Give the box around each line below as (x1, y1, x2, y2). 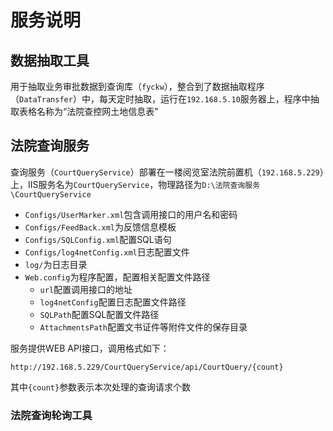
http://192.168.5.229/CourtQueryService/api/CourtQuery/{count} (10, 362, 284, 372)
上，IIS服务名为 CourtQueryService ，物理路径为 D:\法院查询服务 (10, 178, 261, 190)
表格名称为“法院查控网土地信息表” (18, 106, 159, 117)
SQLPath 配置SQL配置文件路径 (39, 308, 160, 320)
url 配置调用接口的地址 (39, 283, 133, 295)
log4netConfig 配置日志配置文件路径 (39, 296, 187, 308)
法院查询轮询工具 (10, 408, 93, 422)
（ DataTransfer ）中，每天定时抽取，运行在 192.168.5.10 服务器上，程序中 (10, 93, 311, 105)
